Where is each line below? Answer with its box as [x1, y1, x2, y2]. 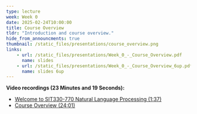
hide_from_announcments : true [6, 36, 80, 42]
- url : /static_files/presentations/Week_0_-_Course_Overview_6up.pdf [16, 63, 193, 69]
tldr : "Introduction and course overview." [6, 30, 114, 36]
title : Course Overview [6, 25, 64, 31]
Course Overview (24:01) [14, 102, 76, 109]
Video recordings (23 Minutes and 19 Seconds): [6, 84, 125, 91]
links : [6, 47, 22, 53]
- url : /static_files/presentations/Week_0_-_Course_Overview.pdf [16, 52, 182, 58]
